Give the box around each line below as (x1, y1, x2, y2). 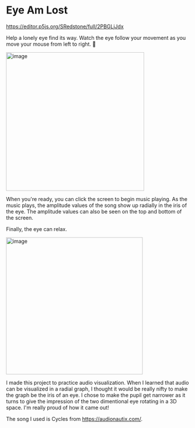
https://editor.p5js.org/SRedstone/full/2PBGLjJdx (6, 23, 124, 30)
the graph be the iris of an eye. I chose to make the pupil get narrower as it (6, 391, 186, 399)
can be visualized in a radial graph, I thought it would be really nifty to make (6, 385, 188, 392)
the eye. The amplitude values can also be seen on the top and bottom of (6, 208, 182, 215)
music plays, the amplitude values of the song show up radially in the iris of (6, 202, 187, 209)
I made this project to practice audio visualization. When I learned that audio (6, 379, 189, 386)
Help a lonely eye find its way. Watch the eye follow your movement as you (6, 34, 186, 41)
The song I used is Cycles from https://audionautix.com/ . (6, 415, 143, 422)
